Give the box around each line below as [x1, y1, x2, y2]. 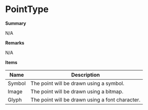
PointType [5, 4, 49, 15]
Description [71, 71, 100, 78]
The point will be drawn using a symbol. [30, 80, 124, 87]
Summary [5, 20, 26, 26]
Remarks [5, 39, 25, 46]
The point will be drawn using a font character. [30, 96, 141, 103]
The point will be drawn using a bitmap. [30, 88, 123, 95]
